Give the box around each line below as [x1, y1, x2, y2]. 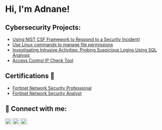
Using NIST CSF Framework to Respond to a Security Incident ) [12, 36, 140, 42]
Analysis [12, 52, 30, 58]
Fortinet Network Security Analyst [12, 90, 82, 96]
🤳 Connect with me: [5, 105, 67, 113]
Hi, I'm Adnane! [5, 3, 70, 15]
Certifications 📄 [5, 72, 55, 80]
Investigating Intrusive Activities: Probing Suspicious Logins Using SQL [12, 47, 157, 53]
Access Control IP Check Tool [12, 58, 73, 63]
